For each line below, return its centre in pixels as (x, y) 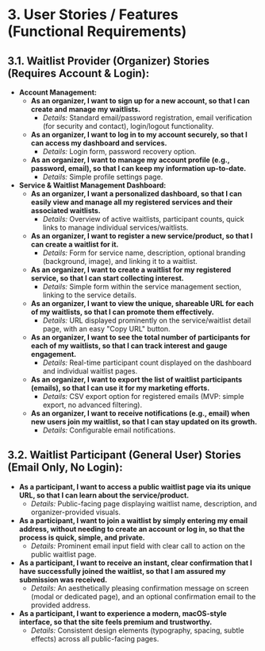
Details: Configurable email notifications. (109, 430)
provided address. (60, 605)
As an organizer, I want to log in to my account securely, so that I (139, 134)
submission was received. (63, 579)
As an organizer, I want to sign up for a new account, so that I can (140, 101)
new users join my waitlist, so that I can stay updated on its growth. (144, 422)
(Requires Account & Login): (79, 73)
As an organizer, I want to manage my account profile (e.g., (130, 160)
